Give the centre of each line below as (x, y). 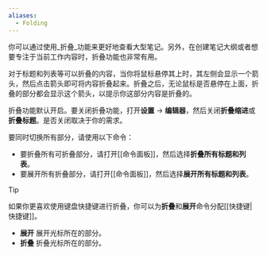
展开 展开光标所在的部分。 (62, 233)
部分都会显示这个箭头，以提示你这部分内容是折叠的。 (109, 93)
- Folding (31, 23)
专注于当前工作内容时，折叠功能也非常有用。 (88, 56)
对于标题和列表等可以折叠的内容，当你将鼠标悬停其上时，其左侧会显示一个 (130, 73)
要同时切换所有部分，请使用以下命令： (71, 137)
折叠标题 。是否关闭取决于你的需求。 (68, 120)
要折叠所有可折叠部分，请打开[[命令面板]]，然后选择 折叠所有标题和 (130, 154)
